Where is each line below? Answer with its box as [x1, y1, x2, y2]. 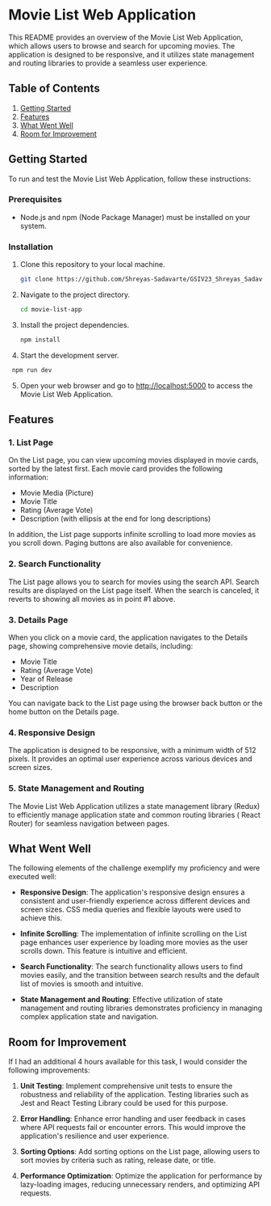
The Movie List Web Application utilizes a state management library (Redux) [8, 801, 261, 810]
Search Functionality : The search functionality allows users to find [19, 962, 244, 971]
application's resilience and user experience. [19, 1131, 169, 1141]
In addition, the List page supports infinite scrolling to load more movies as [8, 530, 256, 540]
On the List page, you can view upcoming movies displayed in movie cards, [8, 455, 259, 465]
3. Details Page [8, 614, 69, 625]
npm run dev [11, 366, 52, 374]
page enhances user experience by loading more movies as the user [19, 937, 248, 947]
